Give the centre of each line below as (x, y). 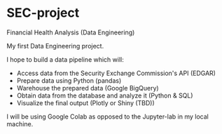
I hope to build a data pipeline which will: (65, 59)
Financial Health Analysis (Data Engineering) (71, 32)
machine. (20, 123)
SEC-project (43, 13)
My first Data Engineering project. (55, 46)
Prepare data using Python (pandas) (69, 80)
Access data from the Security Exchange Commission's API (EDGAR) (116, 73)
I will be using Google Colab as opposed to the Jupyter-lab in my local (108, 116)
